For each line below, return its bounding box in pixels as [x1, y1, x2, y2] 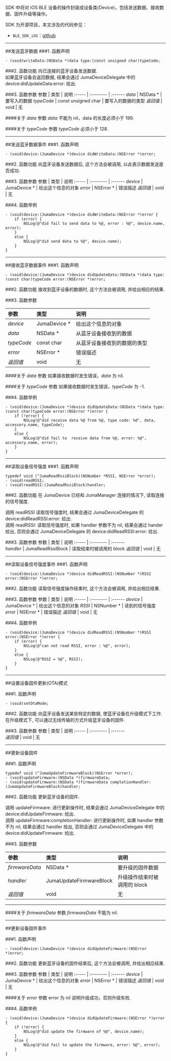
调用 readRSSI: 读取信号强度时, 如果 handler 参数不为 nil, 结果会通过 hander [5, 522, 163, 528]
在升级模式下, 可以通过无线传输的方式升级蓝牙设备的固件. [5, 717, 126, 723]
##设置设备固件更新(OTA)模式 [5, 680, 68, 686]
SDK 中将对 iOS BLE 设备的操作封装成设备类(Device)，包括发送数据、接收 [5, 5, 160, 10]
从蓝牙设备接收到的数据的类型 [76, 339, 148, 347]
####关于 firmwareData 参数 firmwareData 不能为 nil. [5, 910, 119, 916]
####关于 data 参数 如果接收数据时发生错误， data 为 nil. [5, 373, 124, 379]
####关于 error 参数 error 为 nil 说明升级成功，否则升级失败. [5, 995, 131, 1000]
